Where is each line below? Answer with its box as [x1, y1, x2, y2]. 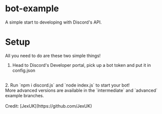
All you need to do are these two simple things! [5, 53, 101, 58]
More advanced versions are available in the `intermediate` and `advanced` [5, 87, 158, 93]
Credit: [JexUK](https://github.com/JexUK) [5, 103, 92, 109]
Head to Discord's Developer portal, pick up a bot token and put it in [12, 62, 151, 68]
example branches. [5, 92, 44, 98]
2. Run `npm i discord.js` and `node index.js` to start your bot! [5, 82, 130, 88]
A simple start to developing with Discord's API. [5, 19, 102, 25]
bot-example [5, 3, 59, 14]
